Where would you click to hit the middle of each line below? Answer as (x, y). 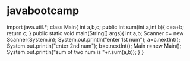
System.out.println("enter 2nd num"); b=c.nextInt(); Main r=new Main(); (94, 46)
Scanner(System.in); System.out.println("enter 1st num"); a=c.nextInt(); (94, 39)
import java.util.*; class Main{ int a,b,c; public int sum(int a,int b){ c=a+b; (96, 27)
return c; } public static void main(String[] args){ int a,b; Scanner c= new (95, 33)
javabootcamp (43, 11)
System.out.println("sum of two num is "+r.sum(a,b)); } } (75, 52)
